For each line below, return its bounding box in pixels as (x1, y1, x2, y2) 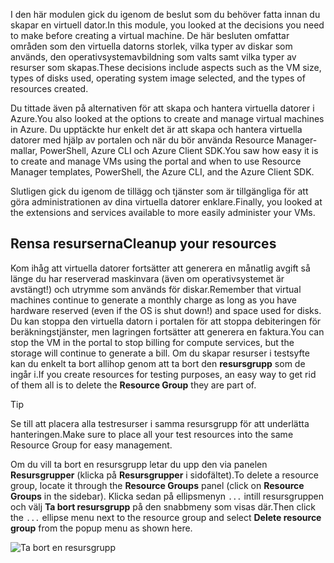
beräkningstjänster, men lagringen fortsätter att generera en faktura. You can (10, 325, 325, 338)
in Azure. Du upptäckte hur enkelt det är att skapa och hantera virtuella (10, 124, 303, 135)
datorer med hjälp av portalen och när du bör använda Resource (10, 134, 275, 146)
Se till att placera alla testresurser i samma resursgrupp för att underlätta (10, 417, 310, 429)
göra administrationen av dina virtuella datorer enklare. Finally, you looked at (10, 196, 323, 208)
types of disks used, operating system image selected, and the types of (10, 72, 306, 84)
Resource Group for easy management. (10, 439, 173, 451)
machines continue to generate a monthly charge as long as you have (10, 294, 298, 306)
